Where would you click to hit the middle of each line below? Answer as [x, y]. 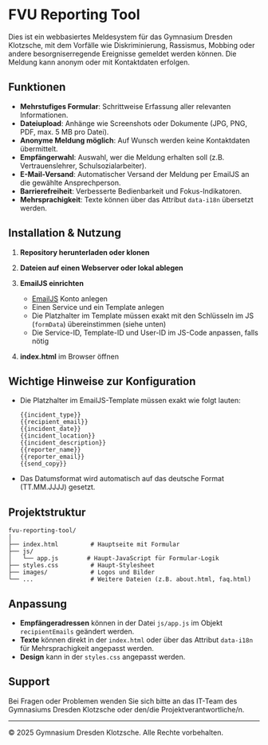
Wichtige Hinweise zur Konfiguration [102, 381]
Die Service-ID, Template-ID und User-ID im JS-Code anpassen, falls [145, 332]
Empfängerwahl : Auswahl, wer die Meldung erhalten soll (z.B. [122, 157]
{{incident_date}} [50, 429]
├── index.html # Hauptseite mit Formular [94, 545]
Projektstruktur [47, 512]
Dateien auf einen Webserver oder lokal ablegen [101, 268]
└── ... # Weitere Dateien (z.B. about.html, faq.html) [130, 579]
